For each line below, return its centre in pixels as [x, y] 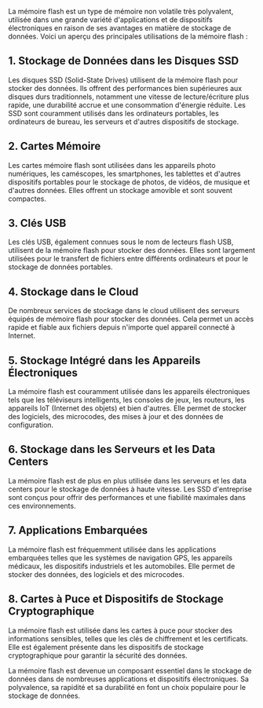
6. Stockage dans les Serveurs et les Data [112, 449]
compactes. [27, 199]
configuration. [31, 425]
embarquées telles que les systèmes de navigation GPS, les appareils [121, 557]
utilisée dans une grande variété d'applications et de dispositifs [111, 20]
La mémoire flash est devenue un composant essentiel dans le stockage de [130, 670]
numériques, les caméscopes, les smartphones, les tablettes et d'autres [124, 173]
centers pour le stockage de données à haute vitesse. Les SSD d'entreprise [130, 489]
